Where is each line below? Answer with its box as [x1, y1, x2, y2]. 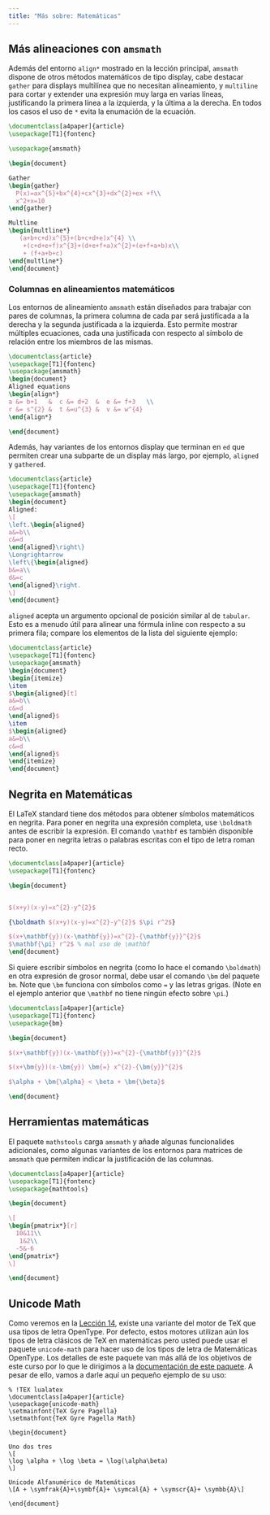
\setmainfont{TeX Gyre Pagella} [8, 1408, 118, 1416]
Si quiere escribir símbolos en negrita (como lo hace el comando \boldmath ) [8, 963, 261, 973]
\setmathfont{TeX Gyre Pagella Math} [8, 1414, 136, 1423]
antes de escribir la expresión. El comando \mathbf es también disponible [8, 826, 254, 836]
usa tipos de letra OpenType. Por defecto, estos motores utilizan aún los [8, 1327, 250, 1337]
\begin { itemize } [8, 674, 63, 682]
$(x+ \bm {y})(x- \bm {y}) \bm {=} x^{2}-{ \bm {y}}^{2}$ [8, 1063, 183, 1072]
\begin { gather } [8, 181, 60, 189]
